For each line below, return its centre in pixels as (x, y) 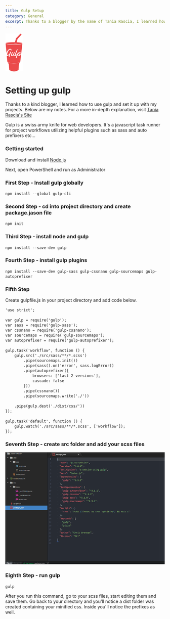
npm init (14, 224)
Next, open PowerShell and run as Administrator (55, 169)
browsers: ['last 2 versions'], (66, 376)
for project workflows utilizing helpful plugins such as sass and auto (76, 130)
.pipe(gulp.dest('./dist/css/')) (50, 406)
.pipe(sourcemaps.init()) (51, 361)
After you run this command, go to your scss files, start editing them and (81, 596)
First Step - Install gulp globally (44, 183)
